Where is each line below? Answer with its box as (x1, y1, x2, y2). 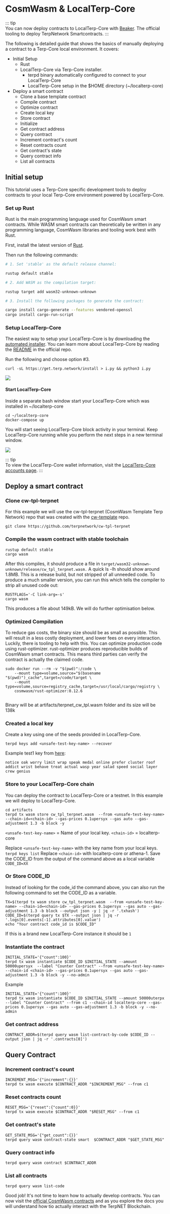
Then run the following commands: (5, 252, 79, 258)
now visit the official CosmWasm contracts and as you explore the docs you (5, 1198, 164, 1204)
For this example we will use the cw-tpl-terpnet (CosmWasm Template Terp (5, 509, 163, 515)
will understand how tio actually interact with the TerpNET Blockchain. (5, 1203, 152, 1209)
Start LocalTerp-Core (5, 386, 52, 392)
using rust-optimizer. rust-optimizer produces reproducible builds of (5, 645, 148, 651)
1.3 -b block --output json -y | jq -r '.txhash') (30, 908, 140, 913)
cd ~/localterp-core (5, 413, 49, 418)
